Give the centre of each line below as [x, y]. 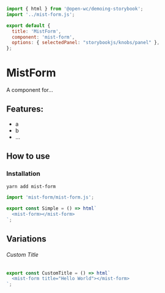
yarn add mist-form [31, 186]
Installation [24, 173]
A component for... [30, 90]
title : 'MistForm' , [37, 31]
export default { [28, 25]
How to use [28, 156]
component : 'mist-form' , [43, 37]
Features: [25, 109]
